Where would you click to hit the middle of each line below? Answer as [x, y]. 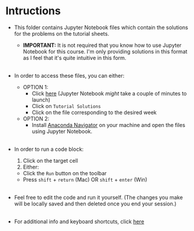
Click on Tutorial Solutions [66, 106]
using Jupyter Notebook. [62, 131]
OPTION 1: [35, 87]
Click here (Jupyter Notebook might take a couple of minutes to [109, 93]
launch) [41, 100]
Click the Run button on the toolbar [65, 173]
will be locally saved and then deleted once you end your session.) [95, 204]
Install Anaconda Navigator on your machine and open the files [109, 125]
